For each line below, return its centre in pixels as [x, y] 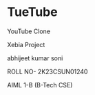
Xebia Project [26, 44]
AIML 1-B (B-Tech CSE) [40, 85]
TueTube [32, 12]
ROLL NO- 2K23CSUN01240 [47, 71]
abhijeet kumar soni [35, 58]
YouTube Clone [29, 31]
